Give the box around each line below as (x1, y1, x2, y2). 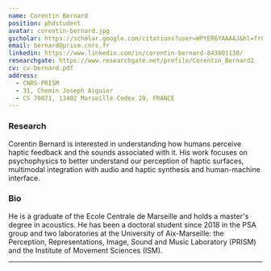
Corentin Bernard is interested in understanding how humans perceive (8, 138, 242, 149)
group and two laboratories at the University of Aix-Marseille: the (8, 228, 224, 238)
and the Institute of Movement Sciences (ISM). (8, 245, 163, 255)
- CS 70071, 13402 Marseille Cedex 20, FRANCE (15, 94, 175, 102)
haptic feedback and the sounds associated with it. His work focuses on (8, 147, 248, 157)
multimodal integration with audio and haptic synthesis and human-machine (8, 164, 261, 174)
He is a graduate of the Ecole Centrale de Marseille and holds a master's (8, 211, 249, 221)
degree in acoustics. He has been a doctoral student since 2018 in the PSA (8, 220, 256, 229)
